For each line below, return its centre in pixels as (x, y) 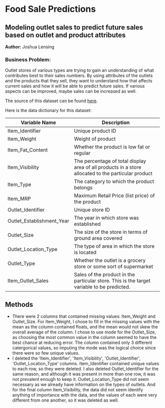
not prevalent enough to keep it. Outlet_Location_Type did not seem (81, 379)
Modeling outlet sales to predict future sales (74, 27)
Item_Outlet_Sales (28, 281)
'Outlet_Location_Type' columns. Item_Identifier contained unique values (86, 364)
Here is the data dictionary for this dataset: (48, 111)
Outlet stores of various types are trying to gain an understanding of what (80, 71)
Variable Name (39, 123)
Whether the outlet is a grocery (110, 260)
